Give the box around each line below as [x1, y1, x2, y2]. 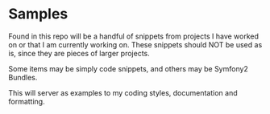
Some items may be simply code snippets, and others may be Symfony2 [8, 63, 248, 73]
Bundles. [8, 72, 38, 82]
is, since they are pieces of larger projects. [8, 48, 151, 58]
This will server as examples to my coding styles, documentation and [8, 88, 238, 97]
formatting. [8, 96, 46, 106]
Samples [8, 5, 69, 23]
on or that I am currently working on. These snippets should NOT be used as [8, 39, 263, 49]
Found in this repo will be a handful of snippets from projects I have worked [8, 31, 260, 41]
